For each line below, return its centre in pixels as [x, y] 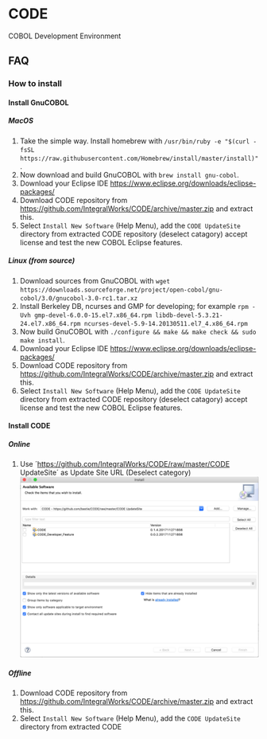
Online [19, 444]
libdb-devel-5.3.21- [189, 315]
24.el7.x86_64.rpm [50, 323]
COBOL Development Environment [65, 36]
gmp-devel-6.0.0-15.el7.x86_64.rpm [93, 315]
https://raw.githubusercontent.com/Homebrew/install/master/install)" [139, 158]
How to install [35, 84]
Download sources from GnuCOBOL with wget [95, 280]
